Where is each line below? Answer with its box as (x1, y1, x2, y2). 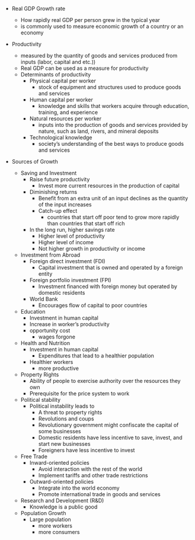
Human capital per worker (29, 96, 94, 103)
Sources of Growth (11, 158, 58, 165)
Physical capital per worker (29, 77, 97, 84)
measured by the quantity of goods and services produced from (20, 52, 178, 59)
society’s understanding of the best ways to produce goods (38, 140, 184, 147)
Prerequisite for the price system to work (29, 390, 130, 397)
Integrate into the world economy (38, 484, 120, 491)
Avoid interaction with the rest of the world (38, 465, 142, 472)
